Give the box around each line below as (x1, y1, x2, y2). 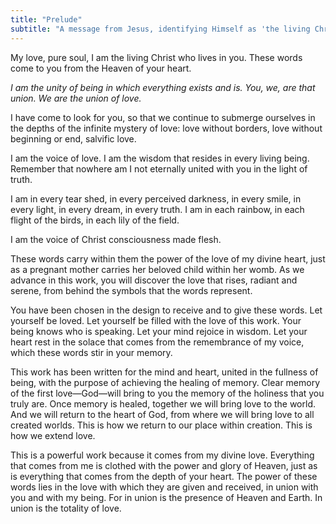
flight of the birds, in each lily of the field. (10, 214, 180, 226)
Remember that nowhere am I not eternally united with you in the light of (10, 162, 308, 175)
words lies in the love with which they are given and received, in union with (10, 481, 319, 493)
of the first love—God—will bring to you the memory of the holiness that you (10, 387, 325, 399)
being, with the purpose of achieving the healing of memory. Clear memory (10, 376, 321, 388)
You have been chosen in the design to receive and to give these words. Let (10, 304, 323, 316)
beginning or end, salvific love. (10, 132, 137, 145)
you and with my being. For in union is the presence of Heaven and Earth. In (10, 491, 323, 503)
